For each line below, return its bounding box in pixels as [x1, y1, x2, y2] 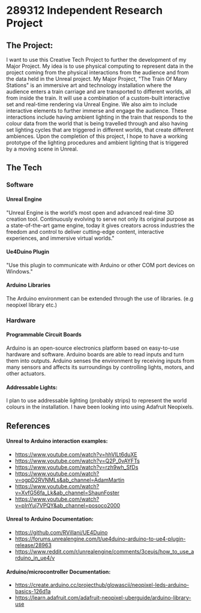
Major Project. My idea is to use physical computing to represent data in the [6, 62, 194, 70]
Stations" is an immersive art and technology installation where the [6, 82, 172, 89]
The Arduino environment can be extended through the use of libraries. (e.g [6, 295, 194, 302]
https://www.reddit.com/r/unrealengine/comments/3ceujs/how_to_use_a [14, 548, 194, 555]
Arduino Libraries [6, 281, 51, 289]
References [6, 420, 50, 431]
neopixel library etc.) [6, 301, 58, 308]
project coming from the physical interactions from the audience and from [6, 69, 189, 76]
